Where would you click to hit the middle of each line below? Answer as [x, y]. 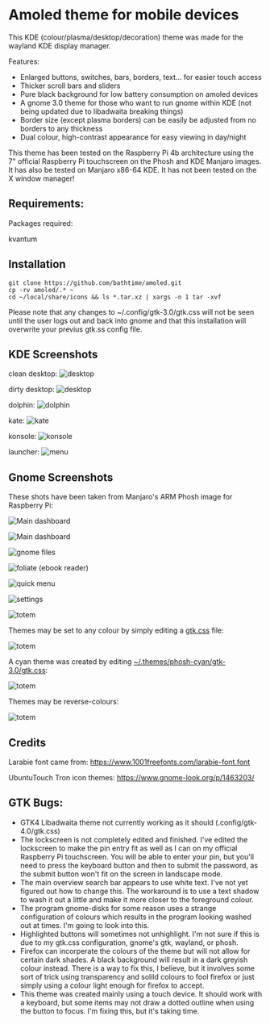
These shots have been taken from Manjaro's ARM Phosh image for [120, 497]
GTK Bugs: [36, 803]
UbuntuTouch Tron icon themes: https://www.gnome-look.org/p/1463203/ [131, 777]
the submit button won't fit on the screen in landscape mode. [121, 874]
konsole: [23, 437]
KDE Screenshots [53, 354]
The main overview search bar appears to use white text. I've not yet [134, 882]
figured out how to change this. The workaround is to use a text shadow [139, 891]
